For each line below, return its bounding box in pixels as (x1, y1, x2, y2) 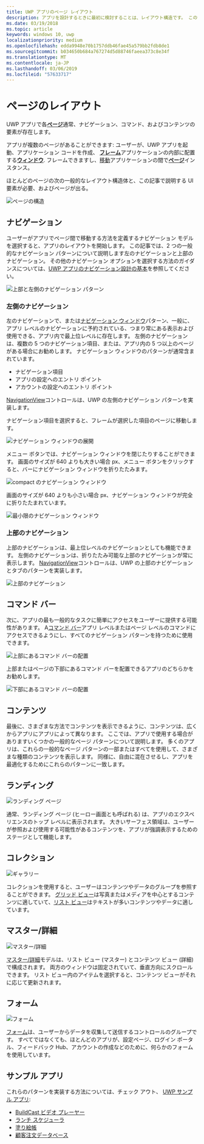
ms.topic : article (6, 26, 53, 32)
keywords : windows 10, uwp (6, 32, 75, 38)
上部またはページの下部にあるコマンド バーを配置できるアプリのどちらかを (6, 665, 194, 673)
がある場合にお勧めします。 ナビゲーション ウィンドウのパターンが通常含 (6, 348, 189, 355)
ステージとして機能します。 (6, 833, 75, 841)
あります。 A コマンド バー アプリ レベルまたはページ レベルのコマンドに (16, 624, 196, 631)
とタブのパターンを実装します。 (6, 567, 86, 574)
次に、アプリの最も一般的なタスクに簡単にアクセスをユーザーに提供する (6, 616, 187, 624)
